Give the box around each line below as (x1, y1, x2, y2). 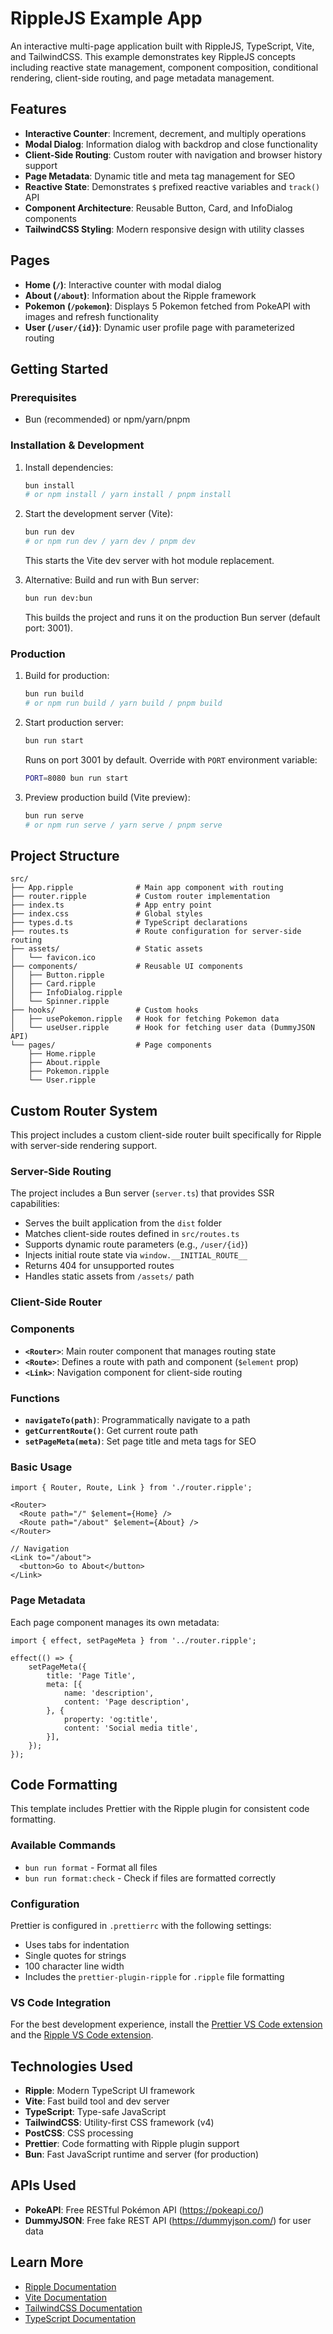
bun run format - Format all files (24, 1861, 158, 1873)
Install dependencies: (24, 461, 114, 473)
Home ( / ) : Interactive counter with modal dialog (24, 278, 222, 291)
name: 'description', (63, 1688, 155, 1698)
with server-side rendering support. (10, 1140, 158, 1152)
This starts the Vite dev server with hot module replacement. (24, 555, 275, 567)
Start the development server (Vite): (24, 508, 173, 520)
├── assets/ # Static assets (10, 944, 203, 954)
